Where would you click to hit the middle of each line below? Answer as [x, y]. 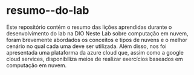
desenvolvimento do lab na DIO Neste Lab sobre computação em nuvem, [97, 33]
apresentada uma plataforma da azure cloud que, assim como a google [95, 52]
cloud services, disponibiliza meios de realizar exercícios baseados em [95, 59]
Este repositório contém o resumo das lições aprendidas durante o [89, 27]
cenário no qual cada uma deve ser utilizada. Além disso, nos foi [86, 46]
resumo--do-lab [48, 10]
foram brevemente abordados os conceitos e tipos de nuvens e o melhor [97, 40]
